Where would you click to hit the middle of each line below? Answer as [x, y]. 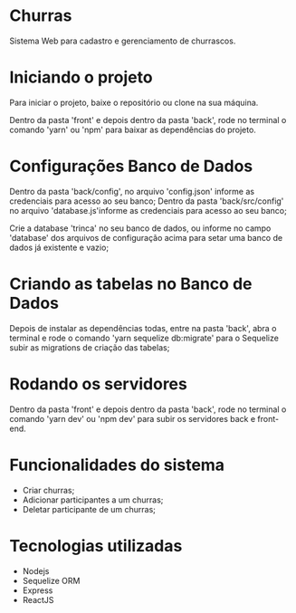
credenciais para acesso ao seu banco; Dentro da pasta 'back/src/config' [147, 201]
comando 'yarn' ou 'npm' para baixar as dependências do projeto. [133, 129]
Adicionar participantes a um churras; [93, 500]
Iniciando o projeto [81, 77]
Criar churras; [48, 490]
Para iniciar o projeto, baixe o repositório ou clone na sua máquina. [134, 102]
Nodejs [36, 570]
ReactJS [38, 599]
